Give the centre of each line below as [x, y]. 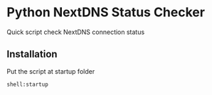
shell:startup [28, 84]
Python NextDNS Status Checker [106, 12]
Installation [32, 54]
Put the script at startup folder [51, 71]
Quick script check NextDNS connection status [76, 32]
